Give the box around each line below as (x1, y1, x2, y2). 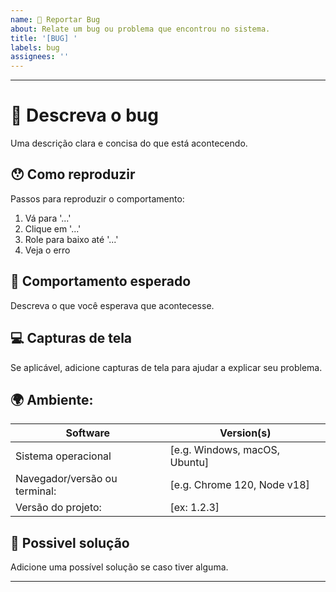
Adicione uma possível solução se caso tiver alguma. (10, 561, 229, 573)
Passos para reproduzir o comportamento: (10, 192, 185, 205)
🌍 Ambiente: (10, 391, 94, 408)
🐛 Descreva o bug (10, 104, 159, 127)
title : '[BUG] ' (10, 33, 78, 43)
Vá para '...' (24, 212, 72, 224)
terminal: (15, 484, 57, 498)
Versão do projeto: (15, 501, 102, 515)
